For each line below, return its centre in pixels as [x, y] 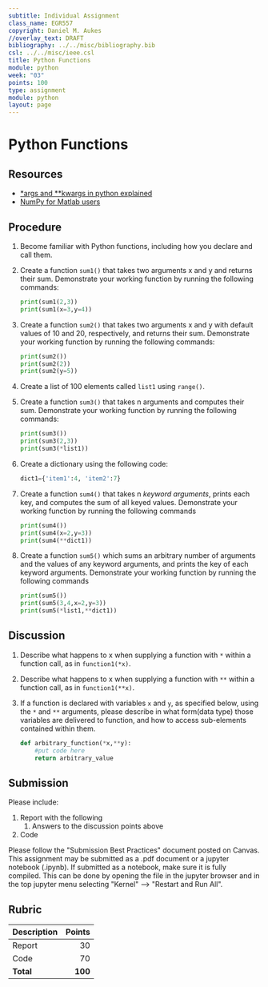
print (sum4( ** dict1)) [56, 540]
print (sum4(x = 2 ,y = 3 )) [56, 533]
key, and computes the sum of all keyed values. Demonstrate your [129, 502]
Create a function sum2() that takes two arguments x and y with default [136, 324]
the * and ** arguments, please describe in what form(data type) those [136, 711]
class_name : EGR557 [41, 23]
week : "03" [26, 75]
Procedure [35, 227]
